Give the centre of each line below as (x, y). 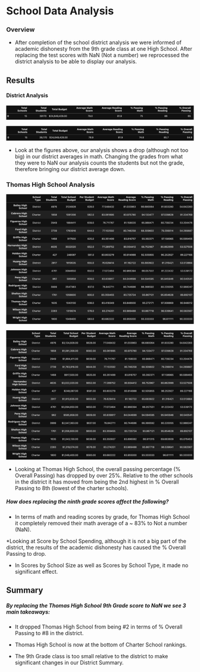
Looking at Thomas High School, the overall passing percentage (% (98, 469)
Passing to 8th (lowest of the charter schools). (71, 488)
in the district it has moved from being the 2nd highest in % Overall (97, 482)
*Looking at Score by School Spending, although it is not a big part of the (96, 541)
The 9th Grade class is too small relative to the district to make (91, 656)
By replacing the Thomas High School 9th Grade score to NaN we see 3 (96, 605)
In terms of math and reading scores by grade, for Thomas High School (102, 516)
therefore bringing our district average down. (70, 169)
